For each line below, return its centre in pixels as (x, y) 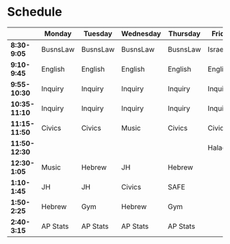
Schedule (35, 12)
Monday (58, 33)
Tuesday (98, 33)
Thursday (184, 33)
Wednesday (141, 33)
